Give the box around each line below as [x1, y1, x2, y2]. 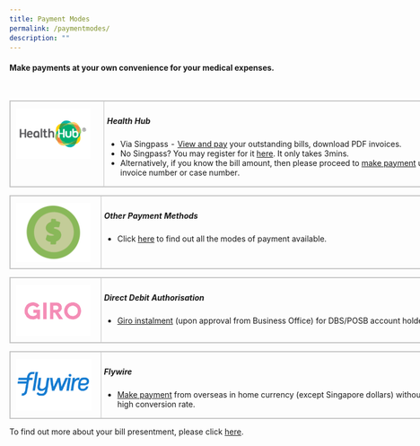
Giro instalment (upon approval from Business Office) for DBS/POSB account [117, 315, 401, 326]
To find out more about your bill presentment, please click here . [9, 426, 244, 437]
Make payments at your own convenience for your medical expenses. [9, 62, 276, 73]
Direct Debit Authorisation [103, 293, 205, 303]
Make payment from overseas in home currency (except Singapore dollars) [117, 389, 395, 399]
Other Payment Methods [103, 211, 199, 222]
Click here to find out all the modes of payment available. [117, 233, 328, 244]
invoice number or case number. [119, 167, 241, 178]
